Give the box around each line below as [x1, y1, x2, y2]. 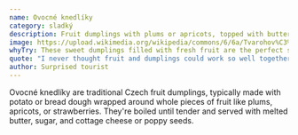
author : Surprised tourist [9, 63, 109, 72]
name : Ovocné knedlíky [9, 12, 93, 22]
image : [9, 37, 34, 47]
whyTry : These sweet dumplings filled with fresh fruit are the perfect [9, 46, 284, 55]
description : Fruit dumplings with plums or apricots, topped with [9, 29, 264, 38]
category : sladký [9, 21, 74, 30]
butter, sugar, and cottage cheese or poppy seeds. [9, 115, 194, 125]
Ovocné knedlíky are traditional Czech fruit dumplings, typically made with [9, 86, 281, 98]
